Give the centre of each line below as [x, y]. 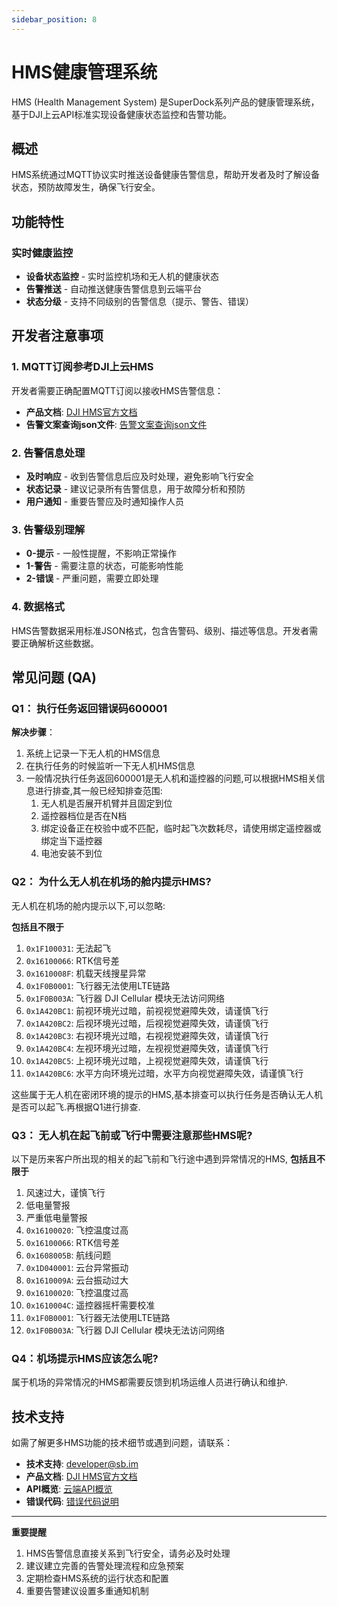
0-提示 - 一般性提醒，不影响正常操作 [101, 553]
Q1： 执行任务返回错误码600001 [89, 708]
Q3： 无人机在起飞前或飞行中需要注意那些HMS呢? [132, 1135]
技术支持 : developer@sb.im [82, 1464]
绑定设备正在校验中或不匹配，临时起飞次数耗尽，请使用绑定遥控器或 [181, 828]
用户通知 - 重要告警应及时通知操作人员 [105, 502]
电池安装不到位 [71, 853]
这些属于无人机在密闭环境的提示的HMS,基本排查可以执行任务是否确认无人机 [167, 1094]
